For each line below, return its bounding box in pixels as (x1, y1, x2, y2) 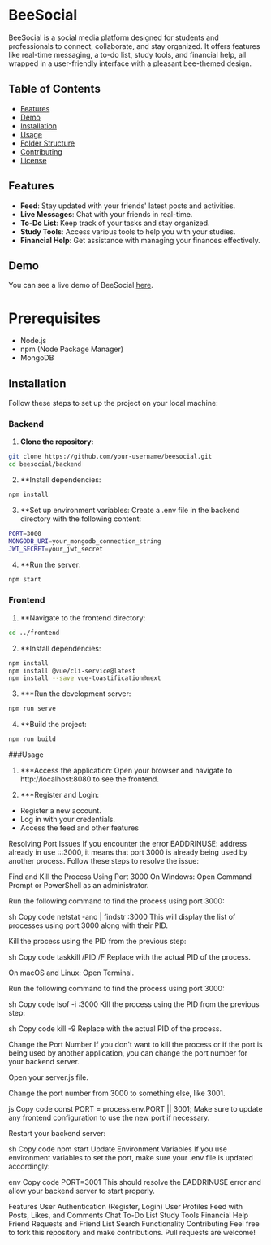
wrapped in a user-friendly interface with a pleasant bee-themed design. (8, 59, 252, 68)
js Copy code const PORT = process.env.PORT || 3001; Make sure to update (8, 1104, 263, 1114)
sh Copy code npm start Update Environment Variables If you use (8, 1144, 227, 1154)
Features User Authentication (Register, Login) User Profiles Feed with (8, 1202, 243, 1212)
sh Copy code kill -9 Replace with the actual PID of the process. (8, 1024, 222, 1034)
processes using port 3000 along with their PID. (8, 921, 169, 930)
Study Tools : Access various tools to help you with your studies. (19, 226, 236, 237)
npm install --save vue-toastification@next (8, 674, 161, 682)
